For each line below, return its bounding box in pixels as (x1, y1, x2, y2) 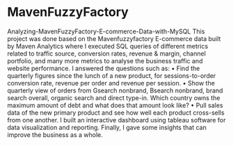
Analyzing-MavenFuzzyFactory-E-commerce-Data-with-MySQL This (7, 27, 205, 35)
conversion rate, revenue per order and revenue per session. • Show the (7, 79, 216, 87)
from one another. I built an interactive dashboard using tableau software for (7, 115, 226, 124)
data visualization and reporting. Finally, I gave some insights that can (7, 123, 207, 131)
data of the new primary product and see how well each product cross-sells (7, 108, 225, 117)
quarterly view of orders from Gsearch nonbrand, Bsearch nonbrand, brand (7, 86, 223, 95)
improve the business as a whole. (7, 130, 103, 139)
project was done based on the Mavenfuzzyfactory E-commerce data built (7, 34, 221, 42)
